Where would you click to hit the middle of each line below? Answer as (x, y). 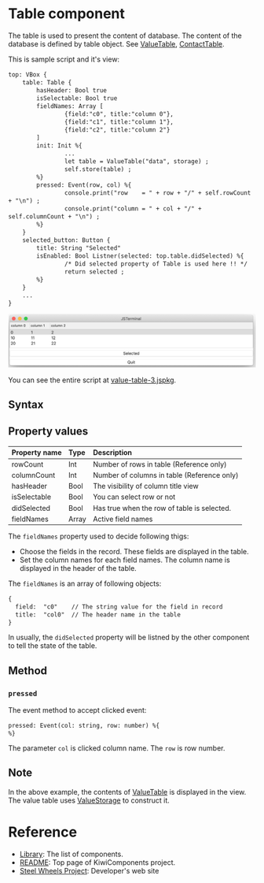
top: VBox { (27, 75)
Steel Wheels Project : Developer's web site (89, 870)
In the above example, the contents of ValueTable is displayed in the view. (127, 792)
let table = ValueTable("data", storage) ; (137, 161)
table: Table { (47, 82)
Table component (67, 14)
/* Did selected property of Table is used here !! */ (156, 264)
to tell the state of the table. (53, 646)
